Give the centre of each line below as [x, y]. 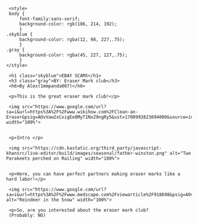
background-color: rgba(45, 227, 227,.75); [73, 55]
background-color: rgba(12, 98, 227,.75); [72, 40]
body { [17, 14]
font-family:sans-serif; [50, 19]
